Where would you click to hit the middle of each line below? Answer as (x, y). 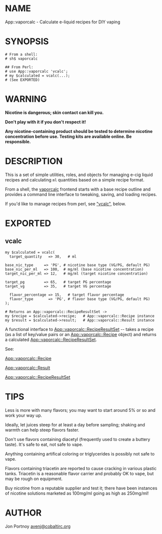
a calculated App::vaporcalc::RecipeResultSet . (51, 340)
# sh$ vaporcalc (21, 59)
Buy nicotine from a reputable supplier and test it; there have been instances (81, 488)
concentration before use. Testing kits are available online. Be (68, 136)
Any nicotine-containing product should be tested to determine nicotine (79, 131)
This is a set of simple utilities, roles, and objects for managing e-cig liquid (79, 175)
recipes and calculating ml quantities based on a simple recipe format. (75, 179)
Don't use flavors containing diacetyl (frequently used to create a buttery (78, 439)
